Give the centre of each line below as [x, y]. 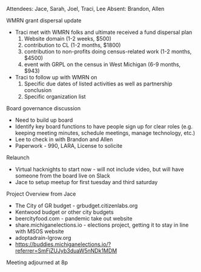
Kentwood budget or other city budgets [64, 212]
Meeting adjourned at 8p [37, 262]
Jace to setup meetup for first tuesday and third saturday [86, 182]
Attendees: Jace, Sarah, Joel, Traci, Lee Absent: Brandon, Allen [85, 9]
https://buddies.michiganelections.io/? [63, 244]
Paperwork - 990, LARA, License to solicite [69, 146]
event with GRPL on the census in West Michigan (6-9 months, [102, 64]
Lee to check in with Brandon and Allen [64, 139]
